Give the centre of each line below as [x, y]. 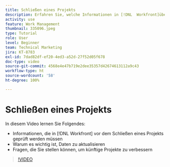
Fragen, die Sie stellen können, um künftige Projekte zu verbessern [82, 149]
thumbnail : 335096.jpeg [30, 29]
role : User [17, 38]
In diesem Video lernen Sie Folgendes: [45, 124]
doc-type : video [22, 62]
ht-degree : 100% [22, 80]
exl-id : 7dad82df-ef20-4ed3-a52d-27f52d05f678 [55, 57]
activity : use [20, 19]
